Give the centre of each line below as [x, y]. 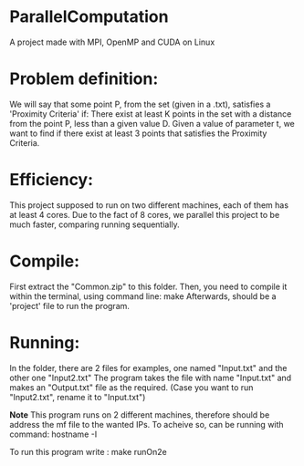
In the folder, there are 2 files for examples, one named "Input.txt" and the [148, 368]
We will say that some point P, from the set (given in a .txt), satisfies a [140, 104]
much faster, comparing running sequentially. [94, 224]
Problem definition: [84, 79]
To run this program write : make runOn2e [88, 451]
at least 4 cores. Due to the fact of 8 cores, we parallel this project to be [145, 214]
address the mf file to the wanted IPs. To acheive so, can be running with [147, 424]
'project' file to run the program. [70, 305]
